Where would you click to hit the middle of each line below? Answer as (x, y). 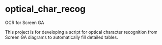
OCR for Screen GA (25, 22)
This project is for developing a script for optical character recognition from (81, 32)
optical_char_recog (45, 9)
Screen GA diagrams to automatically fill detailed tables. (62, 37)
